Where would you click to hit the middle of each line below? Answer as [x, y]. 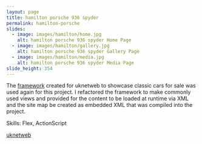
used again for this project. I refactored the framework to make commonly [99, 92]
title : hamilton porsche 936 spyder [52, 18]
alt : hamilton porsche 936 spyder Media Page [76, 63]
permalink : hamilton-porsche [43, 23]
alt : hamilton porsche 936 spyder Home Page [74, 40]
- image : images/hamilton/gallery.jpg [61, 46]
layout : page [23, 12]
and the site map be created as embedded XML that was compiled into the [99, 105]
